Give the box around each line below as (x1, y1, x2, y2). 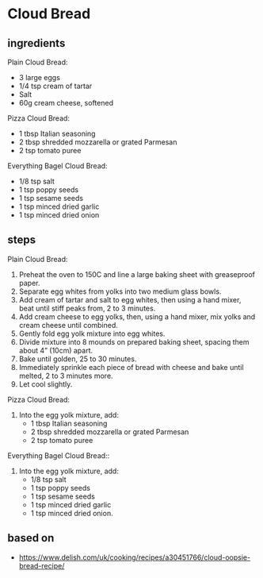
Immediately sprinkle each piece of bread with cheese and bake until (18, 362, 244, 372)
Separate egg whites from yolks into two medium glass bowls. (18, 287, 222, 296)
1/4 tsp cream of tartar (18, 81, 93, 91)
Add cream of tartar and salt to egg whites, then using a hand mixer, (18, 295, 242, 304)
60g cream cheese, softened (18, 98, 114, 107)
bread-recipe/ (18, 561, 65, 570)
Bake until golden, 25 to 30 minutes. (18, 354, 137, 364)
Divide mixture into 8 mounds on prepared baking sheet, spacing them (18, 337, 250, 346)
